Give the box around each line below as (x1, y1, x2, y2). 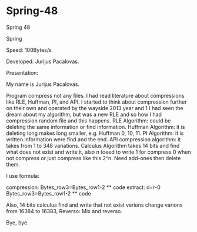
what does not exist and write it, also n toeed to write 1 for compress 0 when (6, 148, 191, 155)
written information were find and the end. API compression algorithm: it (6, 135, 181, 142)
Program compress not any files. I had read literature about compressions (6, 92, 185, 99)
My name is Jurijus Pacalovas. (6, 81, 80, 88)
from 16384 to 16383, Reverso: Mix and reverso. (6, 207, 122, 214)
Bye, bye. (6, 219, 29, 226)
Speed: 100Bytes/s (6, 46, 52, 54)
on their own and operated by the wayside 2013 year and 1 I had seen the (6, 104, 183, 111)
